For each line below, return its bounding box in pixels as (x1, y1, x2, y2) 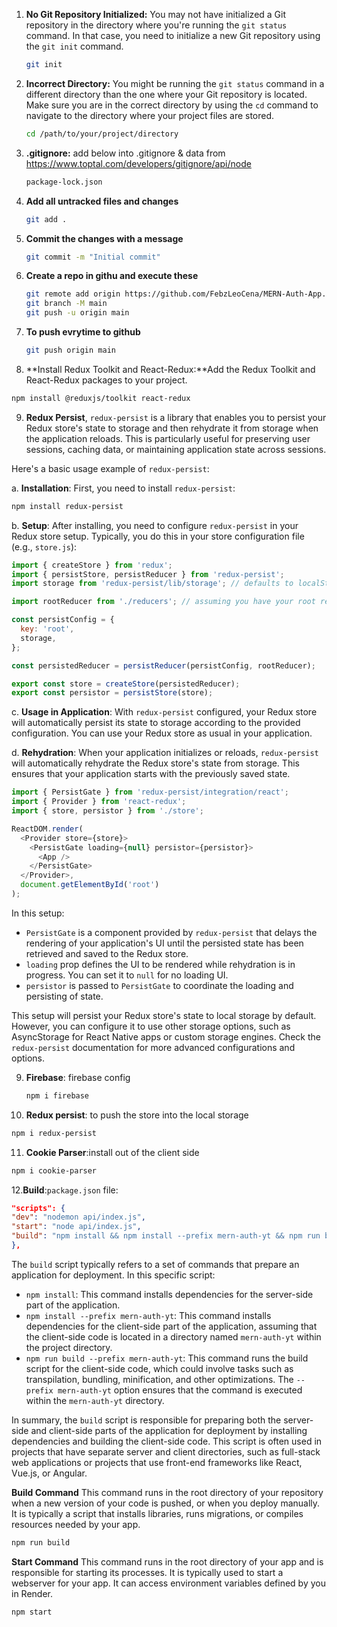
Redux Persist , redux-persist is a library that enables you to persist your (25, 411, 327, 423)
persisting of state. (25, 990, 104, 1002)
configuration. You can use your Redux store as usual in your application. (11, 727, 313, 739)
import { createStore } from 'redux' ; (11, 560, 173, 570)
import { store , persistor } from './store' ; (11, 806, 204, 816)
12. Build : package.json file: (11, 1184, 119, 1196)
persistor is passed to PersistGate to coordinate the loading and (25, 979, 294, 991)
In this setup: (11, 907, 65, 919)
